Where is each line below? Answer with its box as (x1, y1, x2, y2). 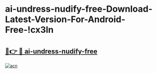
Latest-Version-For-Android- (5, 14, 126, 25)
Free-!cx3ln (5, 24, 54, 35)
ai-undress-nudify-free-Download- (5, 3, 153, 15)
